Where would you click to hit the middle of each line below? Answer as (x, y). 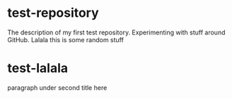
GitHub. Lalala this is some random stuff (65, 39)
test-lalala (38, 68)
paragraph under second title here (57, 87)
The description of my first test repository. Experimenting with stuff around (116, 32)
